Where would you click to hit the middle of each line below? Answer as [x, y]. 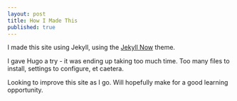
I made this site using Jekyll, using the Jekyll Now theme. [91, 48]
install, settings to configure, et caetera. [66, 69]
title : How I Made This [43, 21]
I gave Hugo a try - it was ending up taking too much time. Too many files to [118, 61]
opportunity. [26, 90]
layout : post [27, 14]
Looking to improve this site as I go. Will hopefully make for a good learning [118, 83]
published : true [31, 27]
